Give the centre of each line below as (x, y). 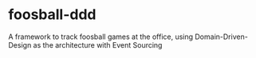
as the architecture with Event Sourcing (98, 44)
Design (20, 44)
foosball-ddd (52, 15)
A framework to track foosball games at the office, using (101, 37)
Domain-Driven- (222, 37)
